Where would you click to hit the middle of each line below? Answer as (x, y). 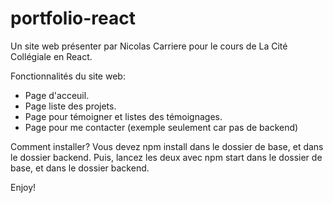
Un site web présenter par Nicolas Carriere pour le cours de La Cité (149, 46)
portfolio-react (73, 18)
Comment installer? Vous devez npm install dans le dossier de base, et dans (167, 146)
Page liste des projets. (70, 106)
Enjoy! (23, 187)
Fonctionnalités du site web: (68, 76)
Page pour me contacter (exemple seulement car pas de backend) (161, 127)
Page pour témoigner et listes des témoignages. (123, 116)
